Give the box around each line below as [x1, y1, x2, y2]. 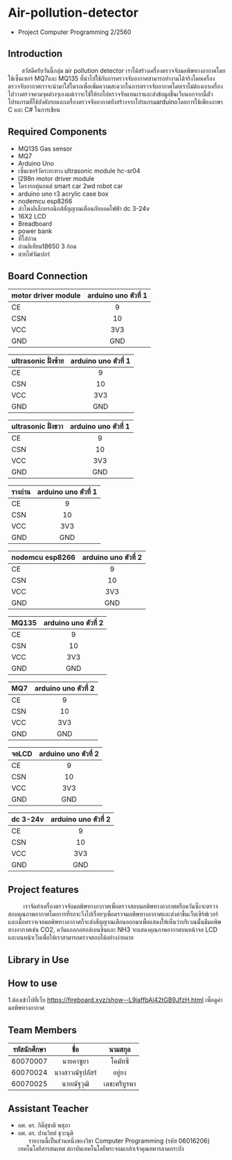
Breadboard [17, 219, 53, 228]
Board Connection [8, 270, 89, 282]
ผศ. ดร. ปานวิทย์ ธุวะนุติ [17, 1129, 73, 1137]
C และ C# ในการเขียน [8, 105, 61, 114]
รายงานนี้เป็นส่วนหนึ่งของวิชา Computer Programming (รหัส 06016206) [28, 1136, 210, 1145]
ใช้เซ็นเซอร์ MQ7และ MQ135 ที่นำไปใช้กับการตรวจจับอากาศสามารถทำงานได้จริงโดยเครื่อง [8, 74, 215, 83]
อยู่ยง [112, 1068, 127, 1077]
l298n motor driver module [17, 174, 95, 182]
